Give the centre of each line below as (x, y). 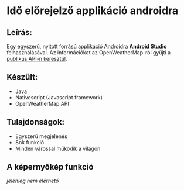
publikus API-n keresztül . (37, 59)
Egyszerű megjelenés (41, 136)
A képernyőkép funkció (50, 167)
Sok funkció (30, 142)
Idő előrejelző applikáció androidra (93, 11)
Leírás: (20, 32)
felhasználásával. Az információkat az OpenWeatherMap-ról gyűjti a (89, 53)
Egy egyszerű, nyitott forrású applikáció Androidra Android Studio (87, 46)
